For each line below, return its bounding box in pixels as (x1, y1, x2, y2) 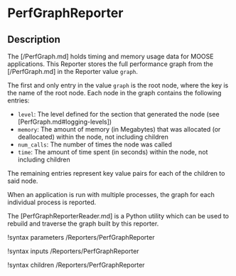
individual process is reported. (7, 198, 97, 206)
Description (7, 33, 60, 46)
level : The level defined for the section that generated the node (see (17, 110, 220, 118)
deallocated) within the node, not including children (17, 133, 168, 141)
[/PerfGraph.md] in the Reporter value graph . (7, 68, 139, 75)
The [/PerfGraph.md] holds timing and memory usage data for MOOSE (7, 52, 214, 60)
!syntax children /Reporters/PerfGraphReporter (7, 261, 145, 269)
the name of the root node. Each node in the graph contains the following (7, 89, 222, 97)
